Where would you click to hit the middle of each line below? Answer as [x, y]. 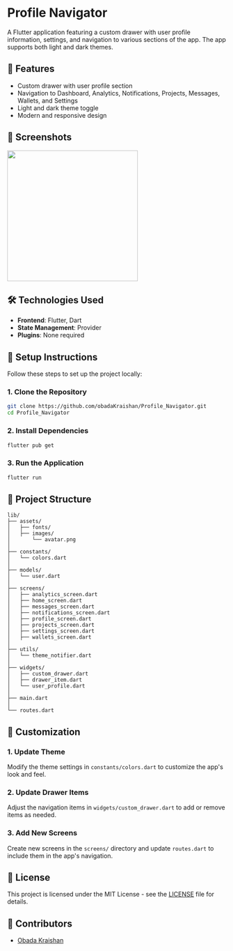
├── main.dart [28, 699]
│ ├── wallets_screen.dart [49, 637]
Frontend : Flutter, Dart [49, 320]
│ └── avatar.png [42, 540]
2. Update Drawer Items [48, 792]
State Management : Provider [59, 328]
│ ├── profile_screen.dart [49, 619]
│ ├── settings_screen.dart [51, 631]
